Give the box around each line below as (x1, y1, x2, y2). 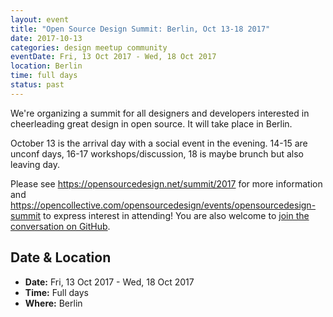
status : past (10, 80, 65, 90)
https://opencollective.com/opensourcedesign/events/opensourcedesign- (10, 199, 317, 211)
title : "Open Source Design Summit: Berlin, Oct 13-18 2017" (10, 24, 271, 34)
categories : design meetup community (10, 42, 168, 53)
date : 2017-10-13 (10, 33, 83, 43)
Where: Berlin (24, 297, 83, 309)
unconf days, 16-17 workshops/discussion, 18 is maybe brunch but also (10, 147, 304, 160)
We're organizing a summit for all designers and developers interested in (10, 107, 310, 119)
